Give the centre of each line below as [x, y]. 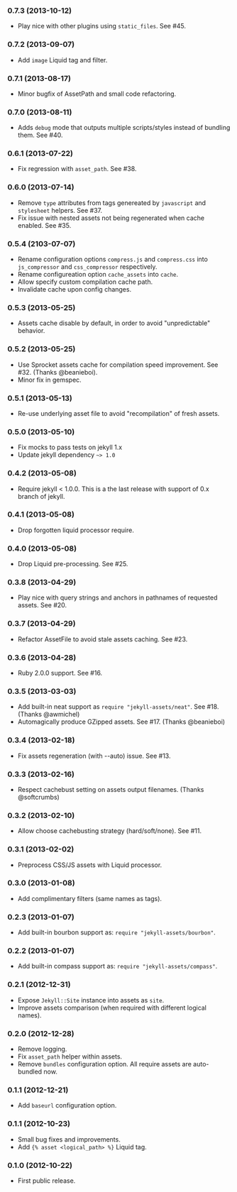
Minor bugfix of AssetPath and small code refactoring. [97, 94]
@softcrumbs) [39, 797]
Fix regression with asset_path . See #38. [77, 169]
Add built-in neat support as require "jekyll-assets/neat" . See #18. [118, 707]
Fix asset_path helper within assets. [70, 1056]
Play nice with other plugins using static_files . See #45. [102, 26]
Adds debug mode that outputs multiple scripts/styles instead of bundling [124, 128]
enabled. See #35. [44, 225]
